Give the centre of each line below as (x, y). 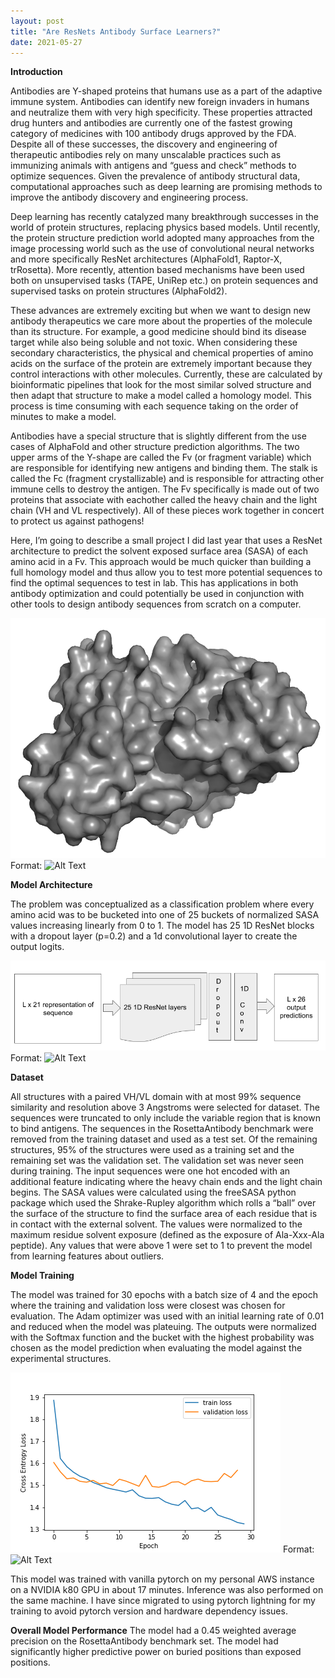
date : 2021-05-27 (46, 42)
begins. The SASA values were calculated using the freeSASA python (153, 1192)
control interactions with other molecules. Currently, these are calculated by (166, 374)
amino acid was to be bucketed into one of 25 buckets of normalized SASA (165, 914)
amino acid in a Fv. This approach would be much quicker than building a (161, 562)
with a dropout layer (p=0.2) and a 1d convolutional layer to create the (154, 936)
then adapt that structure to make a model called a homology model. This (161, 396)
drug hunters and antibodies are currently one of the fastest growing (151, 123)
